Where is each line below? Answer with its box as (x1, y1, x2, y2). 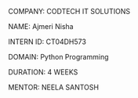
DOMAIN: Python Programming (8, 53, 109, 61)
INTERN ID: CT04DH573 (8, 37, 86, 46)
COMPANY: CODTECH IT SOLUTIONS (8, 7, 131, 16)
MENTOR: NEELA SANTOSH (8, 82, 100, 92)
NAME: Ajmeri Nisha (8, 22, 74, 31)
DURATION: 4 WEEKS (8, 67, 78, 77)
